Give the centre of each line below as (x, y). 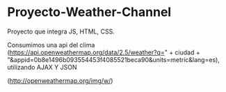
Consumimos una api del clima (51, 45)
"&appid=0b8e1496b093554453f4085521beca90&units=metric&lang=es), (114, 59)
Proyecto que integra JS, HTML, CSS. (61, 31)
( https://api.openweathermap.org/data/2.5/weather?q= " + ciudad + (104, 52)
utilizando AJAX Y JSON (42, 67)
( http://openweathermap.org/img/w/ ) (60, 80)
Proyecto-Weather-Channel (89, 12)
